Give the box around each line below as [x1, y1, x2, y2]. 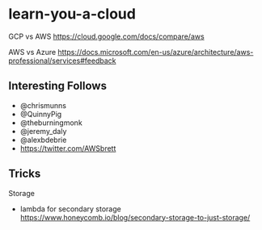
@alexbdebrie [19, 135, 67, 144]
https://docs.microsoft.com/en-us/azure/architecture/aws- [57, 47, 254, 56]
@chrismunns [19, 100, 67, 110]
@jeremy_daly [19, 126, 67, 136]
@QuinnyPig [19, 109, 62, 119]
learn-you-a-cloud [8, 5, 136, 23]
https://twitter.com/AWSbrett [19, 143, 116, 153]
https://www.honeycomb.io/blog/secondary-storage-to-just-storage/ [19, 212, 251, 222]
